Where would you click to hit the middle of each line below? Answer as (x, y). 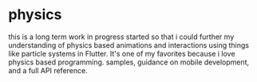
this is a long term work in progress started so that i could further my (121, 37)
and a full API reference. (48, 70)
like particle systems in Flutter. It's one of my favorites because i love (122, 53)
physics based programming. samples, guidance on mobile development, (129, 62)
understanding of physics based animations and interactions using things (129, 45)
